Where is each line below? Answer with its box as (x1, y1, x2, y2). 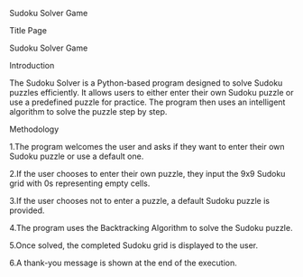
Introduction (9, 60, 55, 70)
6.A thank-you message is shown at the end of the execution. (9, 257, 237, 268)
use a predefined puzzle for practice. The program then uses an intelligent (9, 97, 286, 107)
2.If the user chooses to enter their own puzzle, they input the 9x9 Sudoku (9, 169, 286, 179)
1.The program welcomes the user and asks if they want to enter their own (9, 142, 286, 152)
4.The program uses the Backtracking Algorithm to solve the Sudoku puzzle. (9, 223, 293, 233)
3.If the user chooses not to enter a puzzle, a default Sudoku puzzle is (9, 196, 271, 206)
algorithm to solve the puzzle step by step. (9, 106, 168, 116)
